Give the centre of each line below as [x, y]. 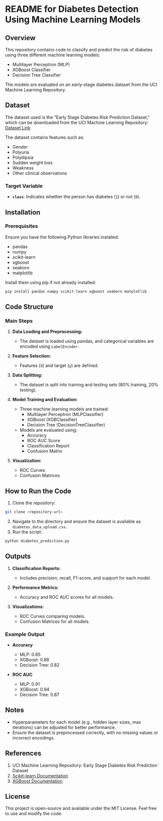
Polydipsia [23, 157]
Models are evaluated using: [48, 430]
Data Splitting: [27, 375]
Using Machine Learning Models [73, 20]
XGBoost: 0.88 [34, 660]
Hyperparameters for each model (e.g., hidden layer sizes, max [77, 722]
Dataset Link [18, 127]
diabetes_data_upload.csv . [40, 527]
